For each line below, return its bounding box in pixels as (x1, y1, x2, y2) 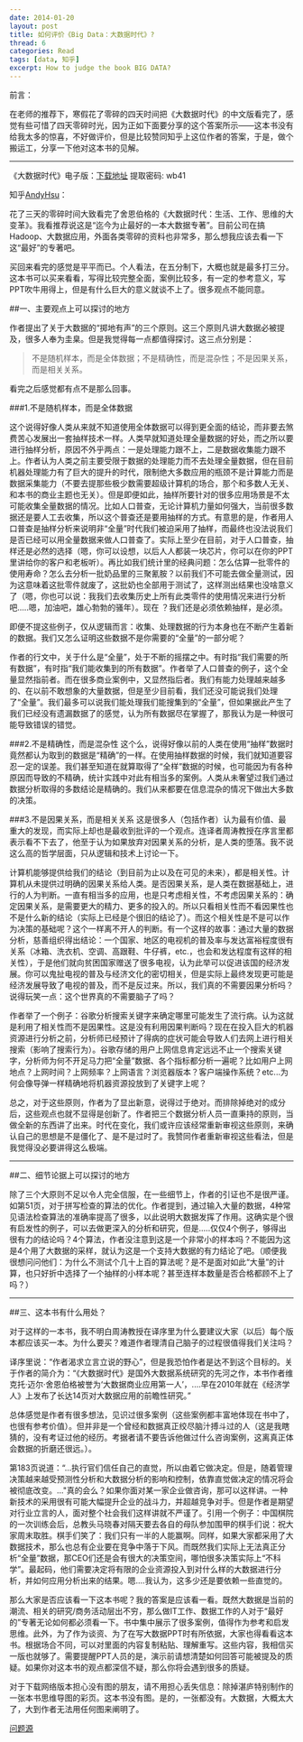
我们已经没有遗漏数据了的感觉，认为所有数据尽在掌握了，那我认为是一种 (9, 707, 278, 718)
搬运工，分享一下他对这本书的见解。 (9, 142, 144, 153)
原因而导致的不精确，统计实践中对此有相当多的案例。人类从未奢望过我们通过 (9, 772, 294, 783)
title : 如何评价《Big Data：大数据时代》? (9, 30, 155, 39)
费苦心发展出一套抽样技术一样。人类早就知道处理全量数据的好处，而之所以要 (9, 432, 294, 443)
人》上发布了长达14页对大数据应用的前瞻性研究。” (9, 1390, 191, 1401)
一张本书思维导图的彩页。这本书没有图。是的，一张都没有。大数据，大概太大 (9, 1692, 294, 1703)
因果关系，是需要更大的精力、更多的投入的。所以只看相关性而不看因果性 (16, 900, 286, 911)
